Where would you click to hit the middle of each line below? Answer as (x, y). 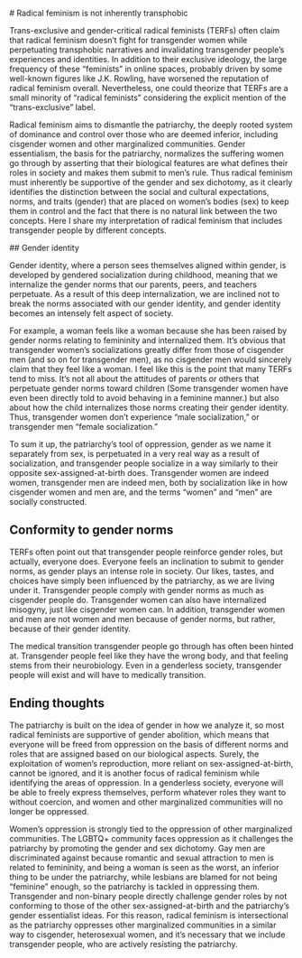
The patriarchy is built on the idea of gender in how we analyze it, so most (147, 725)
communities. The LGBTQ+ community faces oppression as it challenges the (151, 838)
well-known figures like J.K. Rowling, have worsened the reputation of (139, 79)
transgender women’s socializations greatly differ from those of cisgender (146, 350)
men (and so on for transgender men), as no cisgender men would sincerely (151, 359)
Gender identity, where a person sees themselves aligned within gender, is (148, 265)
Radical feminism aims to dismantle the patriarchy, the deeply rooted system (151, 125)
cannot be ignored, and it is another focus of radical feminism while (134, 773)
